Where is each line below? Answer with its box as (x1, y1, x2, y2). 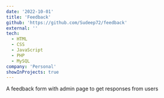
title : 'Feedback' (6, 14, 51, 20)
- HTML (11, 36, 28, 42)
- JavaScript (11, 47, 43, 53)
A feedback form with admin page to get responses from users (6, 85, 159, 92)
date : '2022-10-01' (6, 8, 54, 15)
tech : (6, 31, 19, 37)
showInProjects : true (6, 69, 59, 75)
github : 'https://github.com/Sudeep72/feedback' (6, 19, 128, 25)
